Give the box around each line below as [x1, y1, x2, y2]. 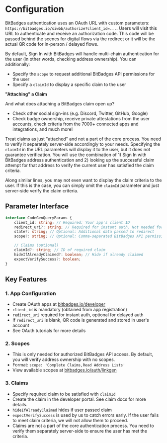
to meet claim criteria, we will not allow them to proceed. [12, 417, 128, 423]
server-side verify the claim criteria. [5, 187, 79, 193]
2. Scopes [5, 340, 30, 347]
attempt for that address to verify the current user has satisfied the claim [5, 162, 154, 168]
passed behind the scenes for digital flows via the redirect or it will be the [5, 36, 156, 42]
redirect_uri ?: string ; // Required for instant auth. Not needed [14, 225, 155, 230]
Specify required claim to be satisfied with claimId [12, 391, 116, 397]
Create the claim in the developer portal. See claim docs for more [12, 396, 147, 402]
